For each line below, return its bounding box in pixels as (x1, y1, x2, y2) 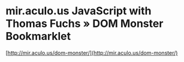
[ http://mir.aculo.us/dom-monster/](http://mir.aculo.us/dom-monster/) (5, 49, 178, 56)
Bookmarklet (5, 30, 71, 43)
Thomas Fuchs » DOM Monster (5, 17, 164, 30)
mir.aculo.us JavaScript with (5, 4, 152, 18)
